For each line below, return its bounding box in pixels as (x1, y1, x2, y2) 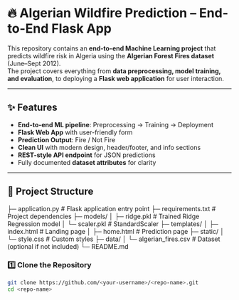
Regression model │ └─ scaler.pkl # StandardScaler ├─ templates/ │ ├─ (7, 219, 218, 228)
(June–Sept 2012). (7, 59, 61, 68)
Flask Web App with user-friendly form (17, 128, 133, 136)
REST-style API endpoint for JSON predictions (17, 151, 156, 159)
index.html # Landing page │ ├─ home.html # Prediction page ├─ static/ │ (7, 227, 225, 235)
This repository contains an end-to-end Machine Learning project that (7, 44, 216, 53)
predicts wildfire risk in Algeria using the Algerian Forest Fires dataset (7, 51, 215, 60)
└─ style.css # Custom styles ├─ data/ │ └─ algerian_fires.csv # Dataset (7, 235, 221, 243)
